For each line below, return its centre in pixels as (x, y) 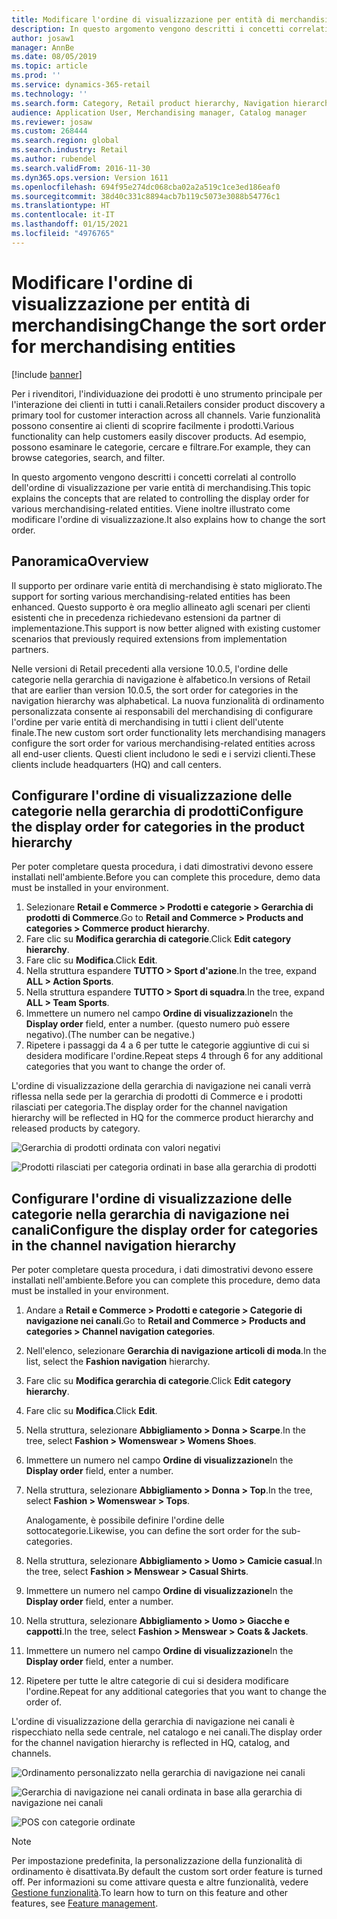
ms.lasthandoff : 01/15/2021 (70, 224)
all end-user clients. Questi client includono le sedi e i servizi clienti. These (163, 753)
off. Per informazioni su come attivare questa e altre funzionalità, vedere (160, 1882)
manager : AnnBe (43, 47)
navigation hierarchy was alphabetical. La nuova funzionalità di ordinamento (168, 700)
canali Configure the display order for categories (165, 1229)
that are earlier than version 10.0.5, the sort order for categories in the (155, 690)
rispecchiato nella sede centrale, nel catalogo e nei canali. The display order (167, 1732)
